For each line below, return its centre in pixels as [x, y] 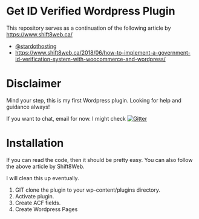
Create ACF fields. [38, 203]
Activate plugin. [34, 196]
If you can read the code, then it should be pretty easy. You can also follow [99, 160]
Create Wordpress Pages [46, 209]
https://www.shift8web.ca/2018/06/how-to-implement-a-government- [103, 52]
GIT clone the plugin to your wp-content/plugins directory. [87, 190]
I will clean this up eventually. [43, 178]
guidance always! [28, 107]
